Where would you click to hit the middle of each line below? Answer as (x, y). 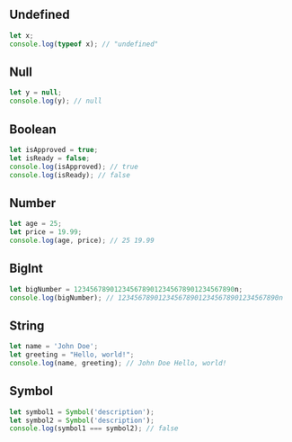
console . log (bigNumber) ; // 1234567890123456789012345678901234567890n (146, 298)
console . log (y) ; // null (56, 101)
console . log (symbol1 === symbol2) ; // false (94, 428)
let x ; (22, 35)
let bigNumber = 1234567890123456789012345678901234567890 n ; (126, 289)
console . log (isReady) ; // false (70, 175)
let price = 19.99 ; (46, 232)
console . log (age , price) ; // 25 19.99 (82, 240)
